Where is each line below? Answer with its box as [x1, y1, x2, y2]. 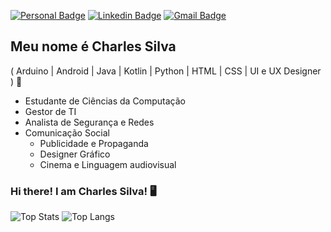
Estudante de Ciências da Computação [24, 95, 187, 107]
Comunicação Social [24, 126, 110, 139]
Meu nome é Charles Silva [10, 38, 177, 55]
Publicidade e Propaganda [39, 137, 149, 149]
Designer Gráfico [39, 148, 111, 160]
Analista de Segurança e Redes [24, 116, 155, 128]
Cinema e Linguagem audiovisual [39, 158, 177, 170]
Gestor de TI [24, 105, 77, 117]
